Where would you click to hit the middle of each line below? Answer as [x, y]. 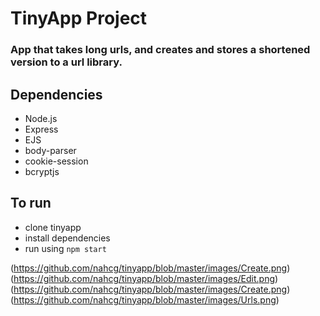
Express [41, 129]
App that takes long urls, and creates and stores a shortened [160, 50]
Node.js [41, 118]
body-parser [50, 150]
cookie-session [56, 161]
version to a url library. [66, 62]
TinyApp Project [79, 18]
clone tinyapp [53, 227]
